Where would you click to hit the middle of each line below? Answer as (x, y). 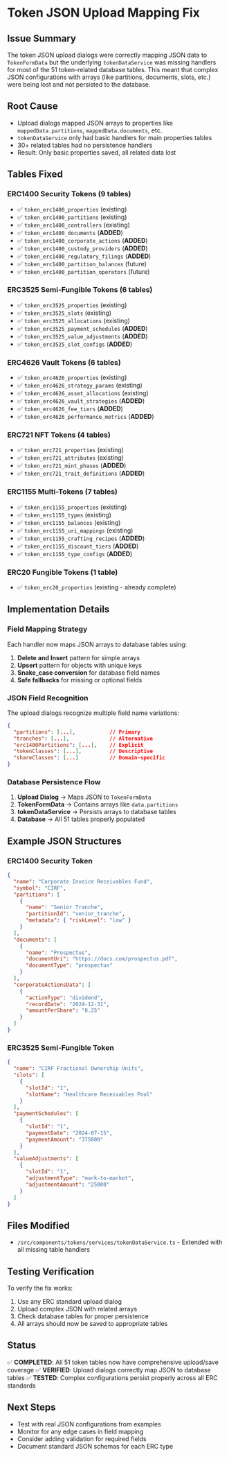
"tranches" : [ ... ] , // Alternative (83, 739)
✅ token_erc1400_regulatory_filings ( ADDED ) (84, 256)
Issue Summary (42, 38)
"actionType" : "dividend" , (64, 998)
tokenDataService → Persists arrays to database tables (97, 812)
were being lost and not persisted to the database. (79, 84)
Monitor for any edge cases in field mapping (80, 1431)
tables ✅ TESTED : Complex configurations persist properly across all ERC (112, 1377)
